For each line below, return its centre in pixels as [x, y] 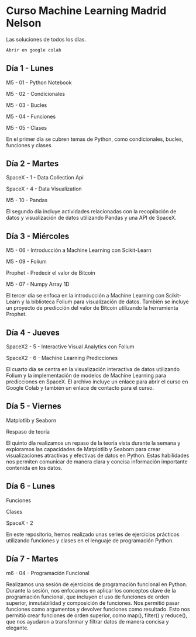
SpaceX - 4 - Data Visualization [44, 189]
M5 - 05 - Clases [27, 127]
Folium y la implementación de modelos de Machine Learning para [86, 376]
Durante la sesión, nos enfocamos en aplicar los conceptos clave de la [91, 590]
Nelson [24, 23]
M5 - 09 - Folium [26, 262]
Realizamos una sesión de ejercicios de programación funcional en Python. [97, 584]
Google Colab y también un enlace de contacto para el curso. [80, 388]
